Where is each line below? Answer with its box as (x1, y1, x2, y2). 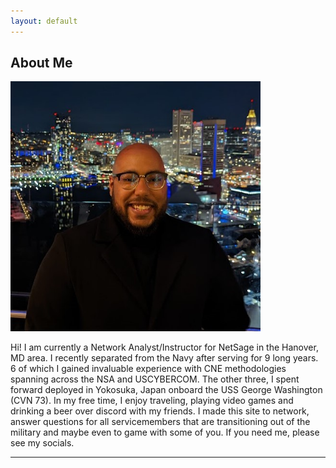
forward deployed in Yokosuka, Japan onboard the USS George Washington (10, 384, 323, 396)
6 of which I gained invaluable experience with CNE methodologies (10, 363, 287, 375)
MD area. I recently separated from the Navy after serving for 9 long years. (10, 352, 319, 364)
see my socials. (10, 437, 75, 449)
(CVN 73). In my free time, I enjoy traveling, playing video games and (10, 395, 294, 407)
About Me (10, 55, 73, 72)
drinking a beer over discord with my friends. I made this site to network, (10, 405, 310, 417)
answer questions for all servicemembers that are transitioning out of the (10, 416, 311, 428)
